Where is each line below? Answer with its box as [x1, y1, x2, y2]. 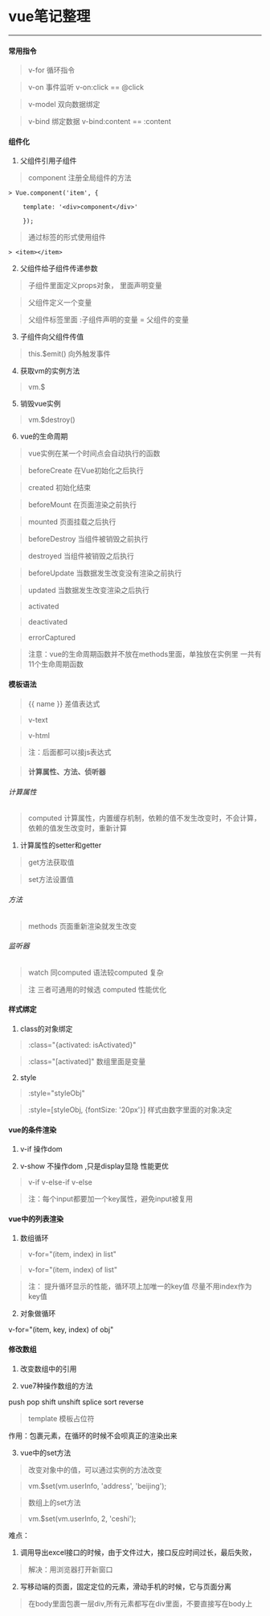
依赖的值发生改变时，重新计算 [27, 823, 127, 833]
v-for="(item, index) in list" [27, 1249, 117, 1259]
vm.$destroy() [27, 415, 76, 425]
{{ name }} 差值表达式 [27, 699, 100, 708]
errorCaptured [27, 633, 76, 642]
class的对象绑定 [19, 1024, 73, 1033]
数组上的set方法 [27, 1498, 81, 1507]
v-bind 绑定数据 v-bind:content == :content [27, 117, 171, 126]
